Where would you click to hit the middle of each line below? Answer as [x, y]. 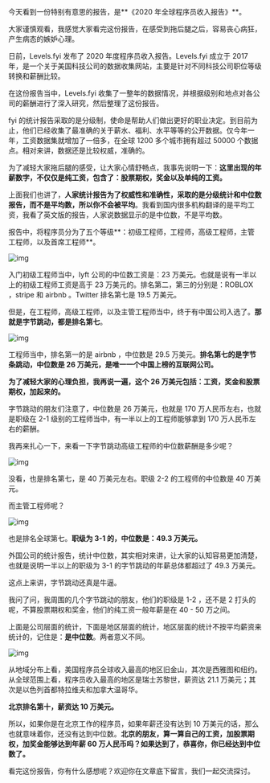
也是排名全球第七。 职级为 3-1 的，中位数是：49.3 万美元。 [105, 538]
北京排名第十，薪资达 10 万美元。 [63, 707]
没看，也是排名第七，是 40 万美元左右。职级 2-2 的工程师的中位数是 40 [127, 478]
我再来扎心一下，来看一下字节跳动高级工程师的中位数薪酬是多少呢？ [121, 446]
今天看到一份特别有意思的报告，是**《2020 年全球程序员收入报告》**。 [127, 12]
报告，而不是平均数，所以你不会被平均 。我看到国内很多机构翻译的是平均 [128, 205]
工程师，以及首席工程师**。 [54, 242]
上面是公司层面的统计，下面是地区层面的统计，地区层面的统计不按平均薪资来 [135, 627]
